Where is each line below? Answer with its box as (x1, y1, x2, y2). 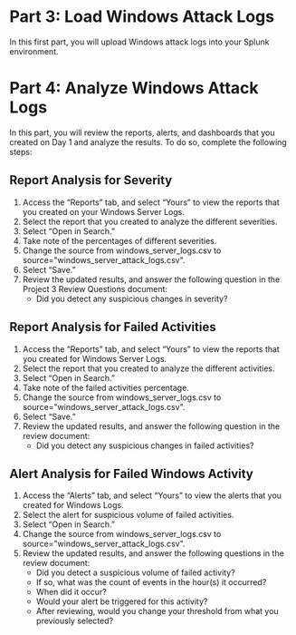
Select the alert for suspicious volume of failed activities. (22, 510, 234, 521)
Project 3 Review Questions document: (22, 283, 168, 294)
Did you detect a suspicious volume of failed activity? (35, 567, 235, 578)
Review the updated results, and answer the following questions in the (22, 548, 285, 559)
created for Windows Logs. (22, 500, 124, 511)
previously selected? (35, 615, 114, 627)
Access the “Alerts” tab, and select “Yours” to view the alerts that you (22, 490, 282, 501)
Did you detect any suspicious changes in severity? (35, 293, 228, 304)
